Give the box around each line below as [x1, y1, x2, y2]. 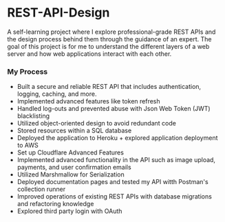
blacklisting [17, 112, 50, 120]
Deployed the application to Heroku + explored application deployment [17, 134, 218, 142]
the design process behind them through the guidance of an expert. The [7, 34, 212, 43]
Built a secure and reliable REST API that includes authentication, [17, 83, 202, 91]
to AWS [17, 141, 39, 150]
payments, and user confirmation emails [17, 163, 132, 172]
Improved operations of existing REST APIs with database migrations [17, 192, 212, 201]
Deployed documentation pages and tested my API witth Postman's [17, 178, 208, 186]
